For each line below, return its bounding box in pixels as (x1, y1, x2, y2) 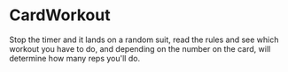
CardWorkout (9, 5, 111, 25)
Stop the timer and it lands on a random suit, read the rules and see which (9, 34, 279, 45)
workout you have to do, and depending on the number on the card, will (9, 43, 271, 54)
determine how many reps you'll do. (9, 53, 140, 63)
